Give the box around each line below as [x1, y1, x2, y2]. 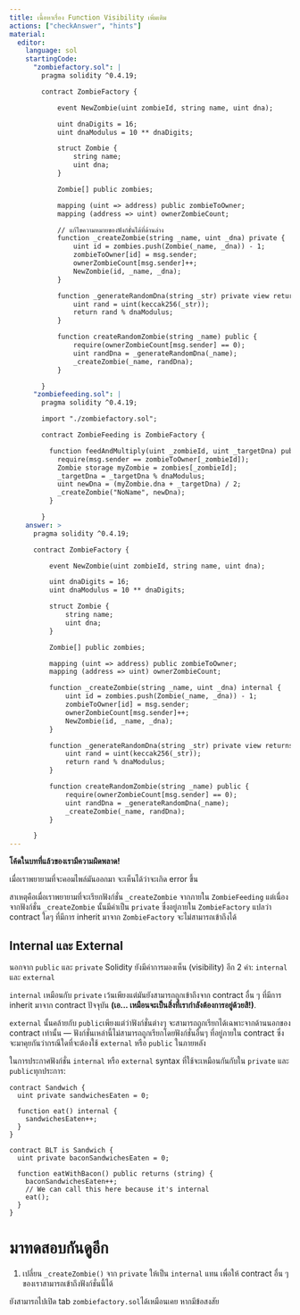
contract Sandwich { [9, 1083, 87, 1092]
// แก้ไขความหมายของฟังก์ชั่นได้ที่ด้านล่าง [56, 225, 164, 235]
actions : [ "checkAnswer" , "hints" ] [9, 21, 142, 30]
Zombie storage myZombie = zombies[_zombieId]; [56, 463, 238, 472]
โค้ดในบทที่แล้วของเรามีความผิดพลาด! [9, 856, 121, 867]
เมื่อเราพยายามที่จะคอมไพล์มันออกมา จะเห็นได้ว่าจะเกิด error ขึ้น [9, 874, 198, 885]
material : [9, 29, 46, 38]
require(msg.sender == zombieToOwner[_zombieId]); [56, 454, 250, 464]
